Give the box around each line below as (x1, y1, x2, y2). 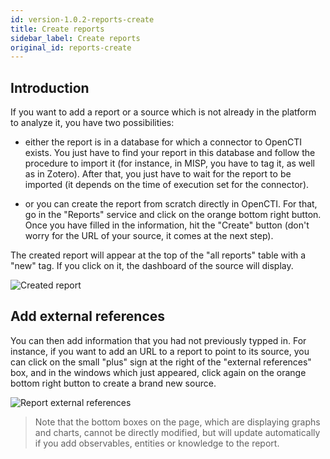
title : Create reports (10, 24, 105, 34)
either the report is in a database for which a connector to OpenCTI (24, 136, 302, 148)
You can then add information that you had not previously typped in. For (10, 334, 307, 346)
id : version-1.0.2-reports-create (10, 14, 155, 25)
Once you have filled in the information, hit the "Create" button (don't (24, 219, 310, 231)
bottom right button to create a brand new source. (10, 377, 217, 389)
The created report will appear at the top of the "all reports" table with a (10, 249, 307, 261)
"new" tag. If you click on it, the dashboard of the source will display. (10, 260, 294, 272)
